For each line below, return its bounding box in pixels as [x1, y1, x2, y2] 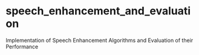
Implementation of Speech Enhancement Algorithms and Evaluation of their [5, 36, 194, 44]
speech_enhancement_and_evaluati [5, 4, 191, 18]
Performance [5, 43, 39, 50]
